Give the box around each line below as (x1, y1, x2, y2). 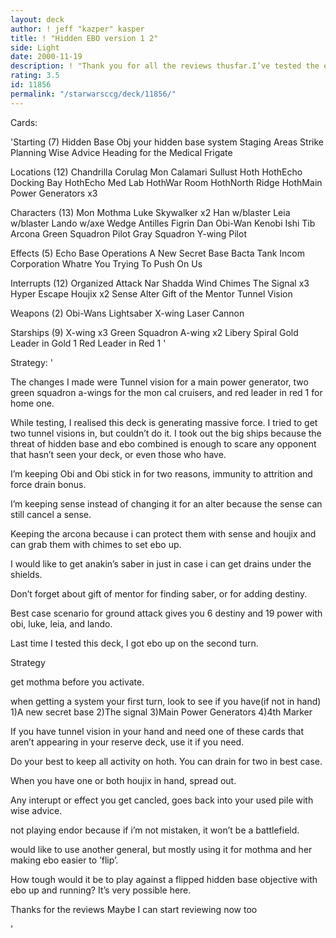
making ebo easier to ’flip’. (10, 854, 119, 866)
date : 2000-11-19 (10, 52, 83, 62)
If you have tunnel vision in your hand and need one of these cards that (10, 725, 305, 737)
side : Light (10, 42, 60, 53)
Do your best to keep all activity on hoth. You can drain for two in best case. (10, 755, 323, 767)
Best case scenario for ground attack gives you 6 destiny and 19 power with (10, 607, 323, 619)
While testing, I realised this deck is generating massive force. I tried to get (10, 416, 318, 428)
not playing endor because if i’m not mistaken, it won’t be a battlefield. (10, 824, 300, 836)
